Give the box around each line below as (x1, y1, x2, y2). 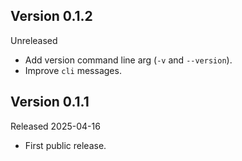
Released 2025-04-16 (10, 120, 101, 132)
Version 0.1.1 (10, 94, 90, 111)
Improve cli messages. (24, 64, 122, 76)
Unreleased (10, 34, 58, 46)
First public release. (24, 139, 107, 151)
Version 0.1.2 (10, 8, 93, 25)
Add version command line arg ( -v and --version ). (24, 54, 233, 66)
